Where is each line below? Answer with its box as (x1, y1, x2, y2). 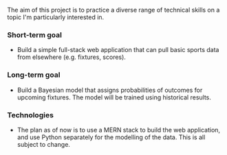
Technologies (7, 110, 54, 119)
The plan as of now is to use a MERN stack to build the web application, (17, 126, 221, 134)
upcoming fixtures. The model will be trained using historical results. (17, 93, 212, 102)
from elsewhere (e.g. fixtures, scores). (17, 53, 126, 61)
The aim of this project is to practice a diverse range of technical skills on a (7, 6, 220, 14)
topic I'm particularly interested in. (7, 13, 105, 21)
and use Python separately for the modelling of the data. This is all (17, 133, 206, 141)
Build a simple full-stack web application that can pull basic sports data (17, 46, 219, 54)
